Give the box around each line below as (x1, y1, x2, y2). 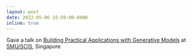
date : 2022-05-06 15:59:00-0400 (6, 14, 88, 20)
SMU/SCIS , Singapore (6, 43, 61, 50)
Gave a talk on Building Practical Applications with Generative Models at (6, 37, 187, 44)
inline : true (6, 20, 39, 26)
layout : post (6, 8, 39, 15)
